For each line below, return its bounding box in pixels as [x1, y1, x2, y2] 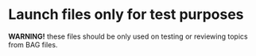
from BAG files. [8, 39, 58, 49]
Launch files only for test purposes [8, 6, 244, 24]
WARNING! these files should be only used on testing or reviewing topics [8, 32, 248, 41]
